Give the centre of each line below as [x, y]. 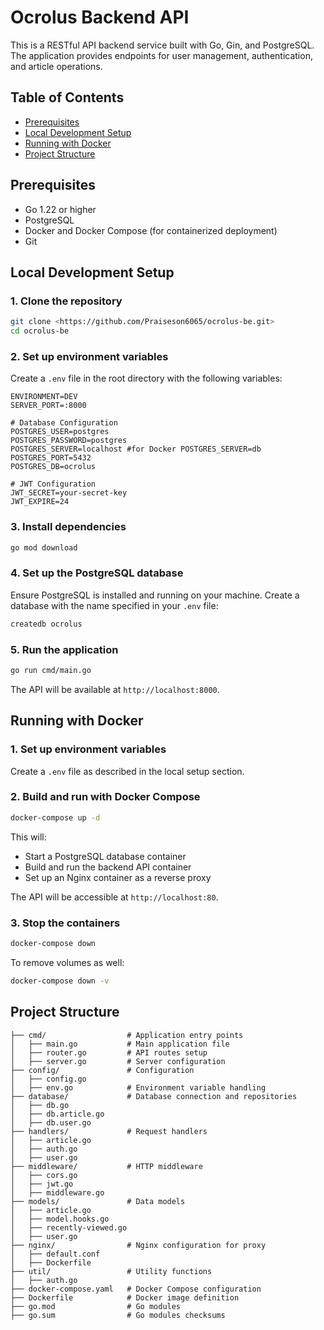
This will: [28, 837]
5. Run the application [64, 649]
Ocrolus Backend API [100, 17]
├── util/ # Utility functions [111, 1271]
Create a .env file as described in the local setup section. [127, 771]
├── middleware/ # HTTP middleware [106, 1166]
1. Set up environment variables [88, 749]
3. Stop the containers [65, 923]
